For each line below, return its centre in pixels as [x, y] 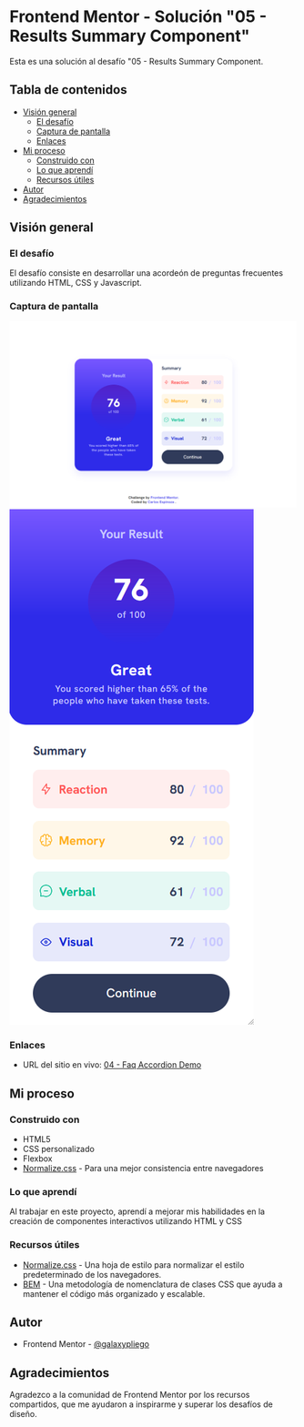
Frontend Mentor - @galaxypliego [86, 1344]
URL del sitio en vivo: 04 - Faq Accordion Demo [112, 1065]
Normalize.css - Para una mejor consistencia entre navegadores [143, 1169]
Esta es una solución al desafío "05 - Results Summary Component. [137, 61]
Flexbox [37, 1159]
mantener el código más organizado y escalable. [114, 1293]
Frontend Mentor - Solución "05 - [138, 17]
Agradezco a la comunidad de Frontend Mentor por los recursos [130, 1395]
